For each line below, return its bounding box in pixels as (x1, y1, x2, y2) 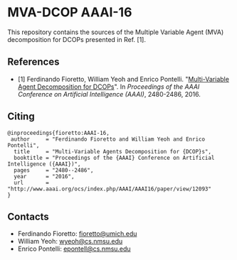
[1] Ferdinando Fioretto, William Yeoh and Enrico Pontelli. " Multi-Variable (17, 75, 230, 83)
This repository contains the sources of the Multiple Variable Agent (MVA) (7, 28, 224, 36)
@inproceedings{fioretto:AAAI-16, (7, 129, 110, 136)
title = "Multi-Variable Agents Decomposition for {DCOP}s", (14, 148, 212, 155)
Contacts (7, 210, 50, 222)
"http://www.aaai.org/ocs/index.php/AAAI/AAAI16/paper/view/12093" (7, 185, 212, 193)
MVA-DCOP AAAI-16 (7, 4, 132, 21)
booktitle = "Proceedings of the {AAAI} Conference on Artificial (14, 154, 215, 161)
